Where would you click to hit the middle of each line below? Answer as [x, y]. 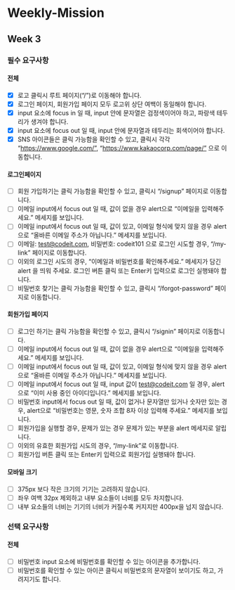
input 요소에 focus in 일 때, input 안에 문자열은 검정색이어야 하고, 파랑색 [116, 113]
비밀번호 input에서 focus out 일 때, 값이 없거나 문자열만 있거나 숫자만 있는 [119, 402]
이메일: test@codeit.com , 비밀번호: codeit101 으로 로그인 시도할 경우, [113, 244]
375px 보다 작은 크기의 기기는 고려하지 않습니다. [83, 489]
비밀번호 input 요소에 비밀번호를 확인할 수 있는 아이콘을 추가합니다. [109, 561]
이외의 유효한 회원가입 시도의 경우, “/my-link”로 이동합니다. [98, 446]
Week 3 [24, 39]
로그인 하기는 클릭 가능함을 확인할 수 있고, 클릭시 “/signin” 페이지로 [109, 331]
